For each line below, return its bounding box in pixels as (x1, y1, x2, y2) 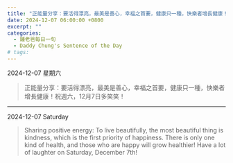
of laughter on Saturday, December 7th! (24, 148, 137, 156)
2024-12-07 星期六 (7, 69, 62, 77)
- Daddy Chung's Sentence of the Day (13, 42, 123, 49)
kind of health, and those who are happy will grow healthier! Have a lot (24, 140, 226, 149)
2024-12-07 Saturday (7, 112, 69, 121)
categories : (7, 29, 42, 37)
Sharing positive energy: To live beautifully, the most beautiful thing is (24, 126, 224, 134)
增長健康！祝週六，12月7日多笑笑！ (24, 92, 126, 101)
